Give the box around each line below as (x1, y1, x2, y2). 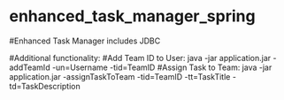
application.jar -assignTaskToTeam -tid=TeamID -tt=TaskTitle (9, 71, 231, 81)
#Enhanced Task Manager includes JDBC (9, 35, 161, 46)
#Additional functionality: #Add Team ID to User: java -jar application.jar (9, 52, 272, 63)
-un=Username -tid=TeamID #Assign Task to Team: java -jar (51, 62, 272, 73)
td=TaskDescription (9, 81, 81, 91)
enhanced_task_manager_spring (9, 6, 256, 27)
